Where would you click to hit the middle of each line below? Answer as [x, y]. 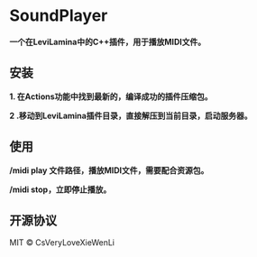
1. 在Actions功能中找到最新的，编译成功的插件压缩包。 [111, 96]
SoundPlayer [59, 16]
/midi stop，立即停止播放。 [60, 189]
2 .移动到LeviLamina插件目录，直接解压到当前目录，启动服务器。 [131, 115]
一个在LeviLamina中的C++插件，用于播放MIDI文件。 [108, 41]
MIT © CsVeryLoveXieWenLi [62, 243]
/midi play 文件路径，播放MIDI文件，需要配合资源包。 [109, 170]
